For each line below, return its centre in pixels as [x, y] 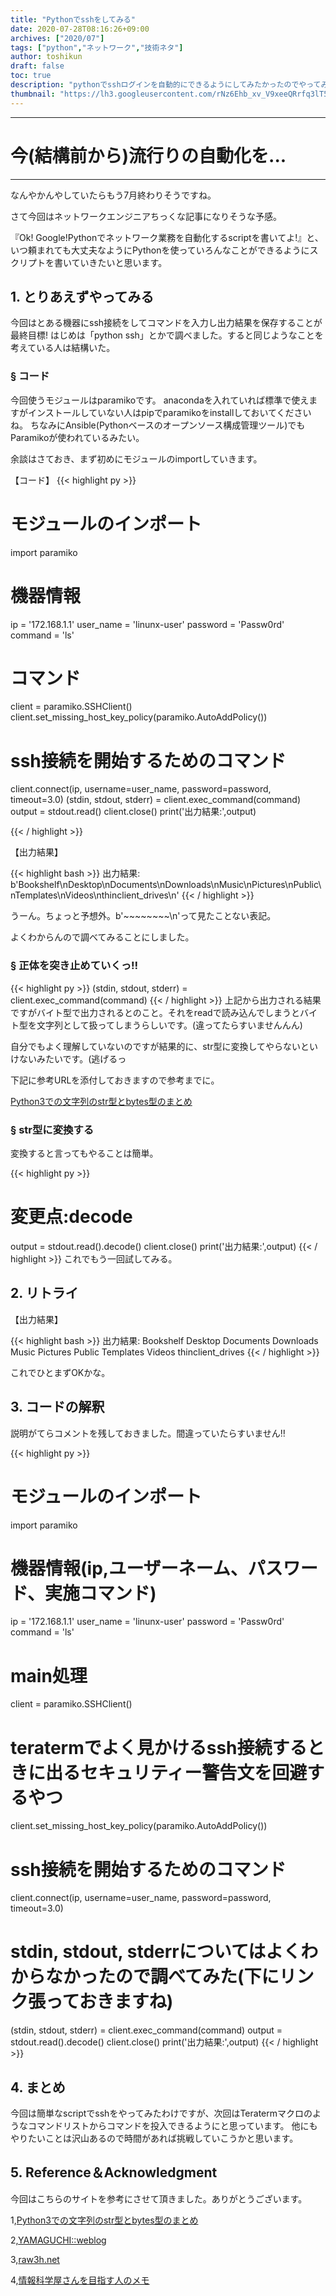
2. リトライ [44, 1293]
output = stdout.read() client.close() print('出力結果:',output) [133, 812]
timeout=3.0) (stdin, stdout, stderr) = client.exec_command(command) [155, 800]
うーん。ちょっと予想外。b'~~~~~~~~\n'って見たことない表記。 [143, 916]
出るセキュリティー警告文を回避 [176, 1772]
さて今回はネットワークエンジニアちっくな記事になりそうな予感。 [146, 216]
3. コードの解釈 [57, 1407]
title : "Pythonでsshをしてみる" [73, 19]
